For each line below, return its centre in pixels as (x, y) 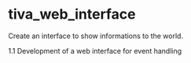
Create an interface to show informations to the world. (95, 36)
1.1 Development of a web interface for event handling (95, 51)
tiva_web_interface (72, 14)
